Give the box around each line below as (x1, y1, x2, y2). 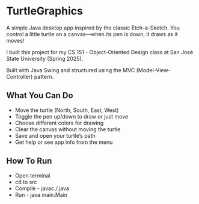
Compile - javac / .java (14, 185, 69, 192)
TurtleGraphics (6, 4, 83, 18)
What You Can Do (6, 90, 73, 100)
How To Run (6, 156, 52, 166)
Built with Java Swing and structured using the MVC (6, 66, 135, 73)
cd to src (14, 178, 37, 185)
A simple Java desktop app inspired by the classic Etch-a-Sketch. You (6, 24, 180, 31)
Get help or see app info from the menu (14, 138, 113, 146)
